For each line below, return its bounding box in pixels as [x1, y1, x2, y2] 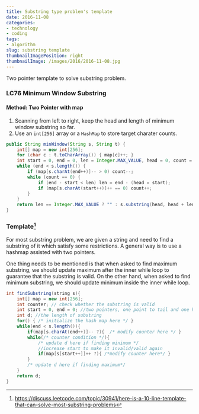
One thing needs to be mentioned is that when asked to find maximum [6, 260, 178, 267]
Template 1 [6, 221, 37, 231]
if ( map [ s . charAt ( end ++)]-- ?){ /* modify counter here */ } [27, 329, 182, 335]
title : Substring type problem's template [6, 8, 113, 15]
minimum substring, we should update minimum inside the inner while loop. [6, 279, 191, 286]
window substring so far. [14, 123, 75, 130]
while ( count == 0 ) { [27, 174, 81, 180]
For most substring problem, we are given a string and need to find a [6, 236, 174, 243]
